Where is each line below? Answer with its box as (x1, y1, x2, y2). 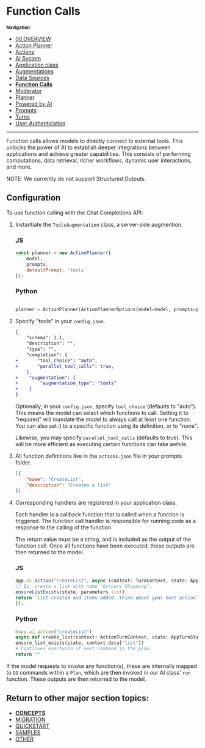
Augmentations (15, 67, 54, 75)
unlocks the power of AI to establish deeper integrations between (6, 144, 171, 151)
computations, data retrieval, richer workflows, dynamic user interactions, (6, 156, 192, 164)
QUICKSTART (15, 722, 50, 730)
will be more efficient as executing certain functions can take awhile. (15, 441, 188, 448)
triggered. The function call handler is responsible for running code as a (15, 517, 196, 524)
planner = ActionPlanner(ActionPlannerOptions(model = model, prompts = (15, 306, 196, 312)
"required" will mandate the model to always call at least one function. (15, 416, 192, 423)
